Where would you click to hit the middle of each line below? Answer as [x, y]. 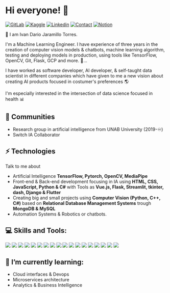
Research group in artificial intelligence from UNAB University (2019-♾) [88, 129]
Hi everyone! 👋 [37, 10]
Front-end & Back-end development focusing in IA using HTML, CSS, [85, 181]
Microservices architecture [41, 280]
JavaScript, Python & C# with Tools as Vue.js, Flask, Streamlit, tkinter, [88, 187]
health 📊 [15, 99]
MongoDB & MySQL [34, 208]
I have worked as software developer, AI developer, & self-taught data [79, 70]
